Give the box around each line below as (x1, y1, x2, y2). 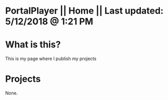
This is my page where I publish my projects (5, 56, 97, 62)
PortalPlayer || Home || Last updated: (5, 5, 163, 17)
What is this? (5, 39, 61, 51)
